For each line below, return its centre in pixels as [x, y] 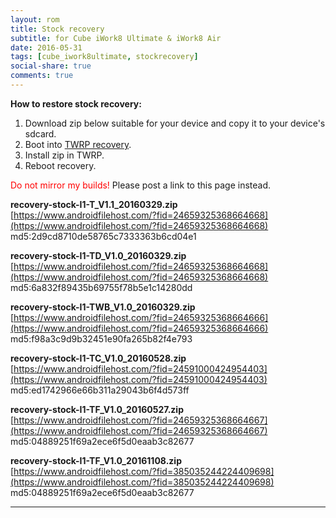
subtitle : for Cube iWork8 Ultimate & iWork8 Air [116, 38]
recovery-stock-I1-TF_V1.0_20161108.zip [96, 460]
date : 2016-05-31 [46, 47]
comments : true [42, 76]
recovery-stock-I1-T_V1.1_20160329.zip [94, 204]
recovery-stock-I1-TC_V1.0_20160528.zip [98, 358]
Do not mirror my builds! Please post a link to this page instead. [141, 185]
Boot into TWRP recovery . [78, 144]
